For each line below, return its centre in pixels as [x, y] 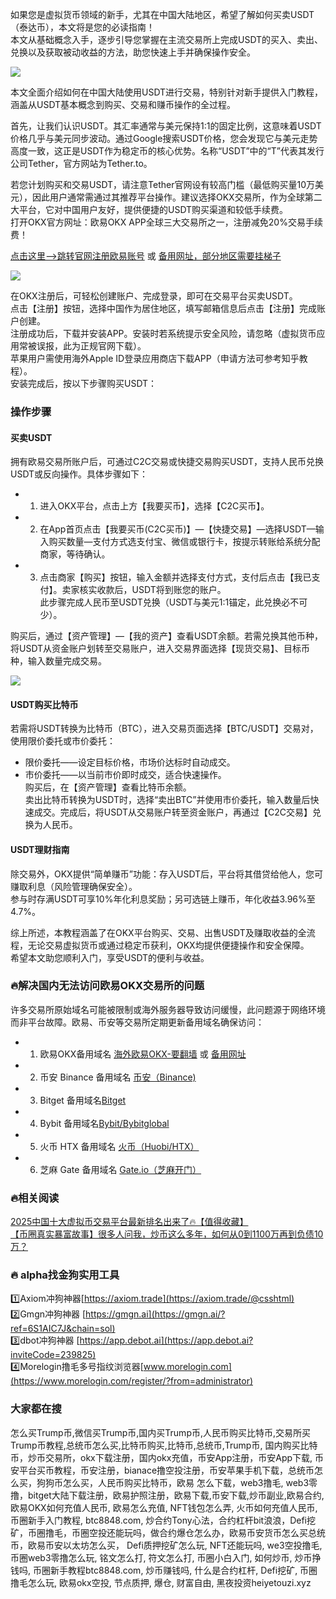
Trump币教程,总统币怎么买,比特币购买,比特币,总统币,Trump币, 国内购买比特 [164, 1445]
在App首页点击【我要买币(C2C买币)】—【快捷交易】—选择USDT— [177, 529]
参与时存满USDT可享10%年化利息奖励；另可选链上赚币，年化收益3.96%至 [163, 899]
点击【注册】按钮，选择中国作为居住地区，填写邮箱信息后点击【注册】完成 [163, 308]
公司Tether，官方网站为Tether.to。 [81, 163]
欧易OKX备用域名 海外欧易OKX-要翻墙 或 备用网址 [143, 1054]
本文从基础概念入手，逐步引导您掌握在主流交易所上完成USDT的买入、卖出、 [167, 39]
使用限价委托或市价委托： [63, 741]
